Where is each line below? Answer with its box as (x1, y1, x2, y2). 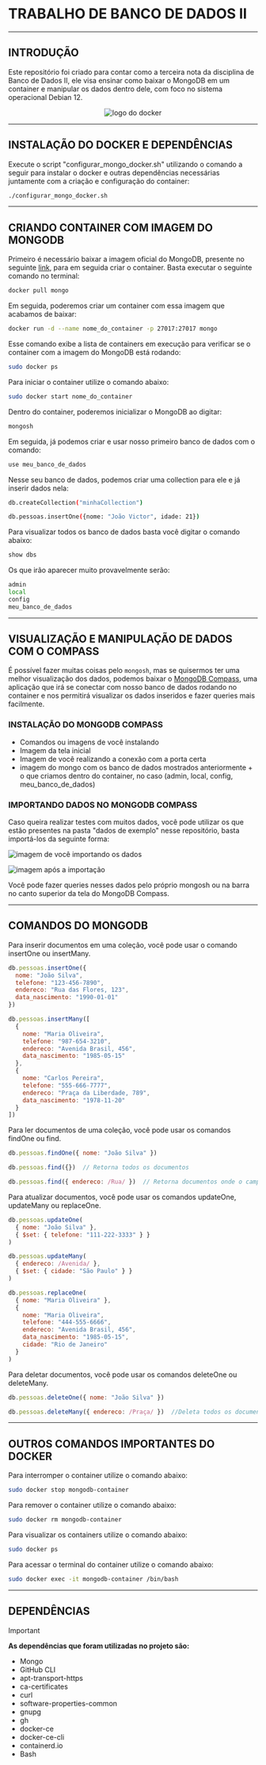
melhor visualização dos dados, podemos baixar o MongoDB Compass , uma (8, 674, 258, 683)
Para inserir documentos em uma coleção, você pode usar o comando (8, 940, 237, 949)
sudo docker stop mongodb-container (8, 1486, 129, 1494)
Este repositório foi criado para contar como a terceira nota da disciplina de (8, 67, 255, 76)
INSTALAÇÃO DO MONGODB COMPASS (8, 719, 164, 730)
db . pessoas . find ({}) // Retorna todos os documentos (8, 1163, 190, 1171)
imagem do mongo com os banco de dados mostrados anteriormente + (19, 763, 253, 772)
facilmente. (8, 699, 45, 709)
